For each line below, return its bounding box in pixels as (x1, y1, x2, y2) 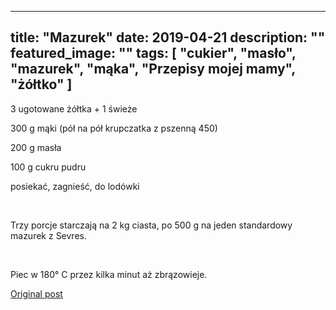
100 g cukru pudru (10, 161, 87, 173)
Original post (10, 287, 63, 300)
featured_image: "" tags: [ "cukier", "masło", (10, 45, 297, 62)
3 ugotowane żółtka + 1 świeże (10, 102, 138, 115)
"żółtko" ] (10, 76, 73, 93)
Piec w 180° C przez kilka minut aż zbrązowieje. (10, 268, 208, 280)
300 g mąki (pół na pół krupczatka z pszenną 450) (10, 122, 218, 134)
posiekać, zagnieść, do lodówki (10, 180, 140, 192)
